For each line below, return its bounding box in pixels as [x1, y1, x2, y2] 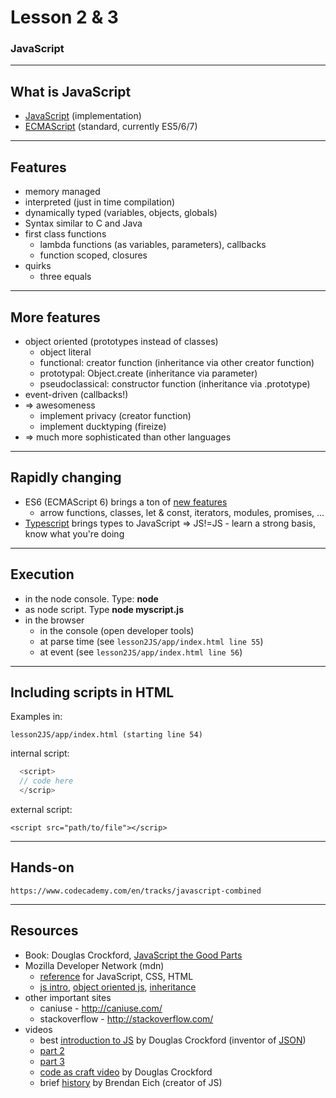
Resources [10, 922, 79, 940]
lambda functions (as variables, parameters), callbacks [39, 239, 267, 251]
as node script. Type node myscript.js [24, 603, 184, 615]
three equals [39, 271, 92, 283]
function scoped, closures [39, 249, 148, 261]
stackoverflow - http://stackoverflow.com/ [39, 1012, 214, 1025]
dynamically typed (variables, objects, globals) [24, 207, 218, 219]
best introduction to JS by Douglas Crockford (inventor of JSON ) [39, 1034, 307, 1046]
